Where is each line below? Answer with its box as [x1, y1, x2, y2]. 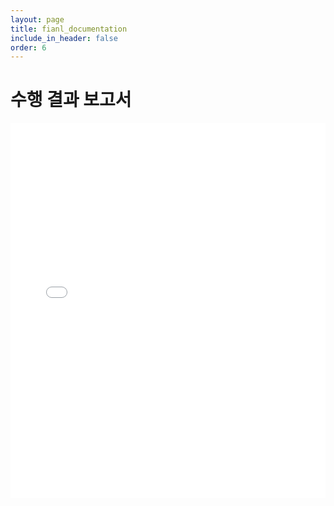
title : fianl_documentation [10, 24, 128, 34]
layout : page [10, 14, 65, 25]
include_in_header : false [10, 33, 118, 43]
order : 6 [10, 42, 47, 53]
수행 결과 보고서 [10, 89, 132, 111]
